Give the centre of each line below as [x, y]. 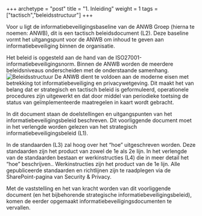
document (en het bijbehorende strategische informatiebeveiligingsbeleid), [99, 195]
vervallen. [19, 208]
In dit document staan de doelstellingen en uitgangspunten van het [89, 114]
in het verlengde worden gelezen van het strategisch [72, 127]
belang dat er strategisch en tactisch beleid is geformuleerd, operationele [97, 89]
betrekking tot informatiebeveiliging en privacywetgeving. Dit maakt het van [100, 83]
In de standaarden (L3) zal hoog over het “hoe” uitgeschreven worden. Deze [101, 145]
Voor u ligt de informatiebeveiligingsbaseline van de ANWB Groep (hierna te [100, 27]
